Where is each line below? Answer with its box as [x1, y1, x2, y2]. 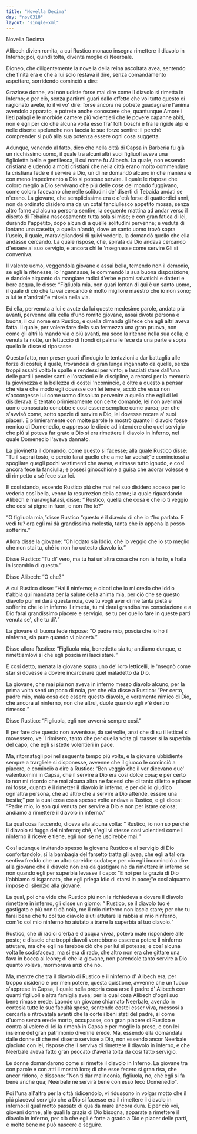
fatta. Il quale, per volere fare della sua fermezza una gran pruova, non [6, 324, 177, 331]
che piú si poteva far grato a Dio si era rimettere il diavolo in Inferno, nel [6, 429, 179, 437]
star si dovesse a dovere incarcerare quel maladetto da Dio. [6, 669, 151, 677]
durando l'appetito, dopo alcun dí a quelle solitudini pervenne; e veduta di [6, 220, 185, 227]
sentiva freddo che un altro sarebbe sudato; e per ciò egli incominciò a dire [6, 857, 188, 864]
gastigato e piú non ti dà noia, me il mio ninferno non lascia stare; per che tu [6, 906, 190, 913]
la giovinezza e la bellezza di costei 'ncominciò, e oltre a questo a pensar [6, 379, 183, 387]
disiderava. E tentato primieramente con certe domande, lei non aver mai [6, 398, 182, 405]
